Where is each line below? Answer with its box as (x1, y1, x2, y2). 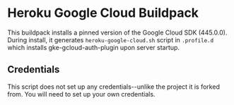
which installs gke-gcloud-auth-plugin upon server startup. (7, 43, 180, 51)
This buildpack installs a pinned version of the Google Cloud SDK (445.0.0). (7, 28, 228, 37)
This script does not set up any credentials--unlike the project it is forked (7, 82, 221, 91)
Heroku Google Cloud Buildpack (7, 5, 199, 21)
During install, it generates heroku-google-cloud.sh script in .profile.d (7, 35, 214, 44)
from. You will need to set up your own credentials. (7, 89, 156, 98)
